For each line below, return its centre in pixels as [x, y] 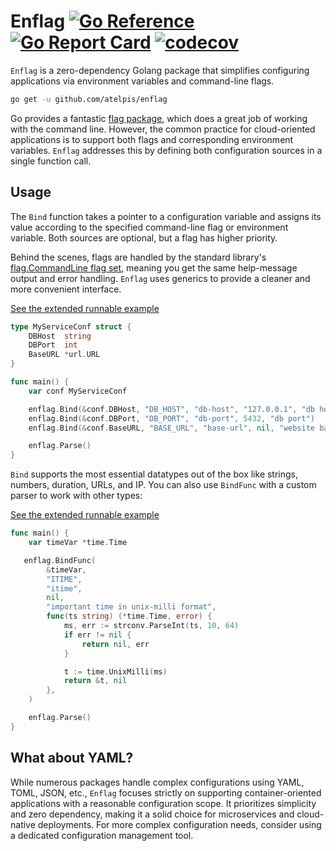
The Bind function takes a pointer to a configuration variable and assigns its [166, 216]
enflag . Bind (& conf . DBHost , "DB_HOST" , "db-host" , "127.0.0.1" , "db [171, 409]
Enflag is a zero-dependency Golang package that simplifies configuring [160, 70]
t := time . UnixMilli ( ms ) [115, 671]
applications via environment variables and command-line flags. [142, 81]
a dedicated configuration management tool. [102, 835]
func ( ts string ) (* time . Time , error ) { [129, 616]
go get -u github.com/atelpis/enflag [89, 99]
